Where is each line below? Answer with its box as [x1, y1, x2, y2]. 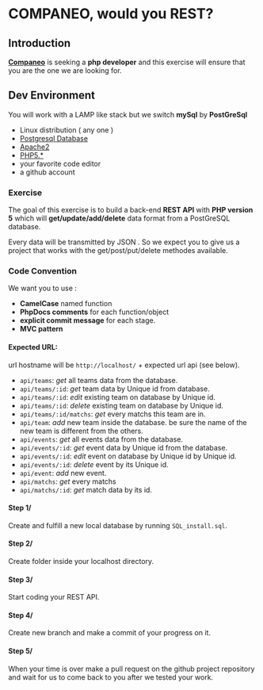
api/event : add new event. [19, 468, 107, 477]
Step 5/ [8, 646, 33, 656]
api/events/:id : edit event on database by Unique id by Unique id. [19, 451, 237, 461]
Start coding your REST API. [8, 592, 100, 602]
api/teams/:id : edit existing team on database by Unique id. [19, 392, 216, 401]
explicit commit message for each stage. [19, 316, 156, 325]
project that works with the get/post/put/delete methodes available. [8, 246, 228, 255]
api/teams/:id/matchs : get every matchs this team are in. [19, 409, 206, 419]
